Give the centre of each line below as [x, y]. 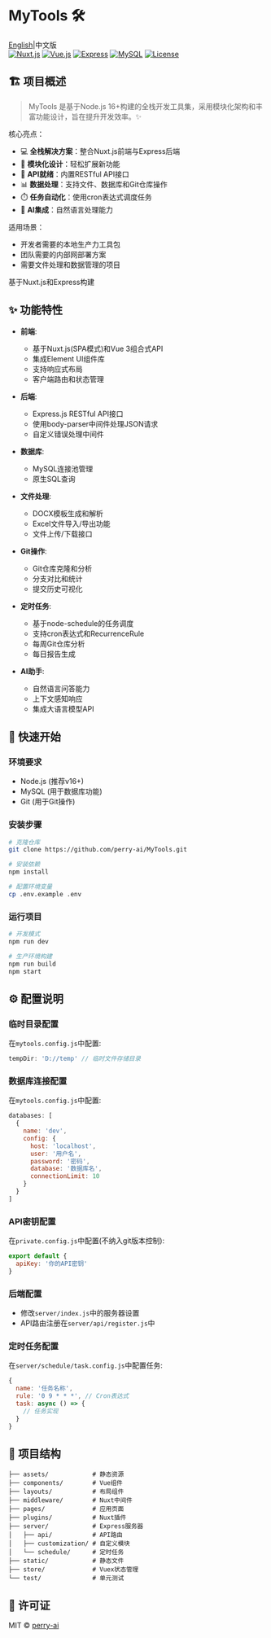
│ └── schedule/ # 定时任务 [66, 1553]
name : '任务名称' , [44, 1389]
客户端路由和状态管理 [68, 379]
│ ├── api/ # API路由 [66, 1535]
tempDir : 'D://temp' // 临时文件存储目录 [74, 1059]
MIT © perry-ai [34, 1626]
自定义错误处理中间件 [68, 434]
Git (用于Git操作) [48, 802]
